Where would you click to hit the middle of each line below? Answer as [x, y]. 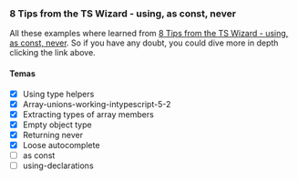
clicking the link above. [52, 53]
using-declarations [58, 165]
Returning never [53, 135]
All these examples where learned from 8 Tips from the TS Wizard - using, [149, 34]
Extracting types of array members [88, 114]
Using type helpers [58, 94]
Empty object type [57, 125]
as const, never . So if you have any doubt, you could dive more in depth [144, 43]
